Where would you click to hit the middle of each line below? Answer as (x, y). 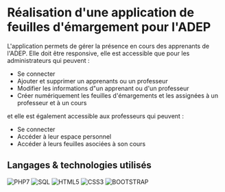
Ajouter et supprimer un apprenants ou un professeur (92, 81)
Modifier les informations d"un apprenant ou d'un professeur (103, 88)
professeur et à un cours (52, 102)
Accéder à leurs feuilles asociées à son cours (81, 143)
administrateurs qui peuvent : (49, 60)
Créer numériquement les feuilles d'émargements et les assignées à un (117, 95)
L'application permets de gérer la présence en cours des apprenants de (108, 46)
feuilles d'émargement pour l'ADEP (109, 27)
